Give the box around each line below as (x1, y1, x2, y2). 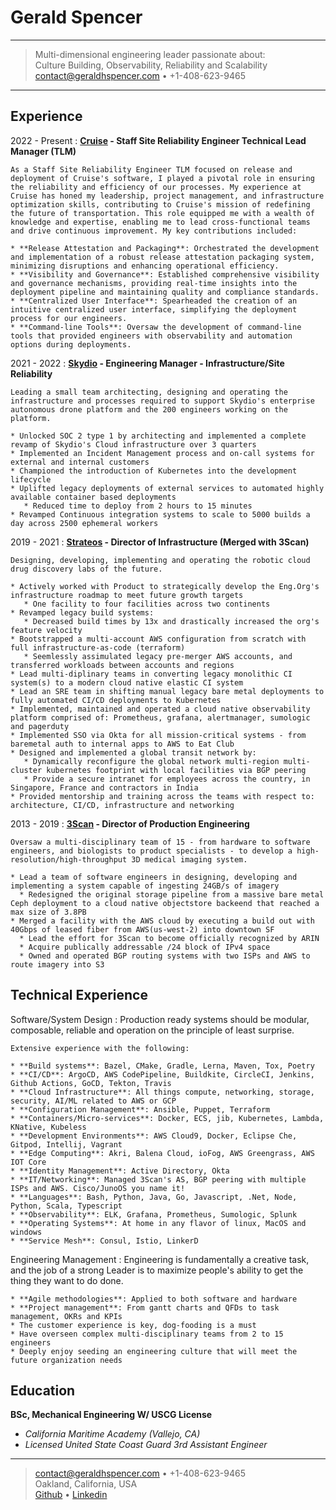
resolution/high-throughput (10, 854, 128, 865)
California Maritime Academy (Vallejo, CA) (24, 1428, 201, 1440)
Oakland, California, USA (34, 1478, 138, 1490)
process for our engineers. (10, 313, 128, 323)
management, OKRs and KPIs (10, 1311, 123, 1321)
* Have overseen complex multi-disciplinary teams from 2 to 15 (10, 1329, 284, 1339)
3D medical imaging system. (131, 854, 248, 865)
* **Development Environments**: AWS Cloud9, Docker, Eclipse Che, (10, 1131, 298, 1141)
